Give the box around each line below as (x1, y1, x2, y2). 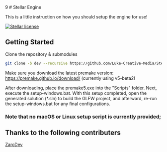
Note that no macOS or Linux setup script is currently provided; (5, 113, 162, 120)
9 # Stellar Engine (5, 4, 41, 10)
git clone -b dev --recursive (5, 61, 68, 66)
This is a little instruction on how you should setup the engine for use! (5, 14, 148, 19)
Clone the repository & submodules (5, 51, 78, 57)
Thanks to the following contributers (5, 129, 121, 137)
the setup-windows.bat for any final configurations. (5, 101, 110, 107)
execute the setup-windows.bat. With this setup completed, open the (5, 90, 147, 96)
